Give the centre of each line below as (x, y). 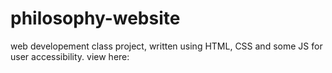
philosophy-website (95, 18)
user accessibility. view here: (70, 56)
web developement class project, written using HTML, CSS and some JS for (166, 46)
